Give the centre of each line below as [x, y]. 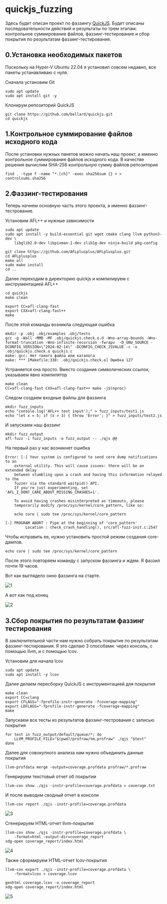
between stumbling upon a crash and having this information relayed [88, 475]
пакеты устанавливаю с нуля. [37, 72]
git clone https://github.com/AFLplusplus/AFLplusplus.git [68, 252]
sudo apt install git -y [31, 96]
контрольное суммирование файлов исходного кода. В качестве [74, 159]
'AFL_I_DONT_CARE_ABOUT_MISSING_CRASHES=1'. [52, 492]
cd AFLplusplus [21, 256]
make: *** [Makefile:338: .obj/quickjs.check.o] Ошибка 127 [69, 360]
